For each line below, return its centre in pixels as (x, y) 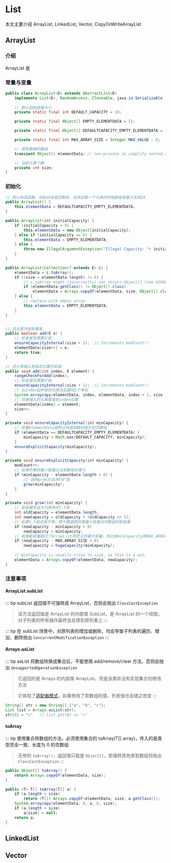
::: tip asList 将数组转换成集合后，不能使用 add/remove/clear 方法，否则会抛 (85, 661)
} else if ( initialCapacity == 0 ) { (53, 235)
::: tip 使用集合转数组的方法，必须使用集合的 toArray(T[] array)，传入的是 (81, 738)
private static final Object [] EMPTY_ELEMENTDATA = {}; (75, 122)
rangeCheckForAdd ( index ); (42, 376)
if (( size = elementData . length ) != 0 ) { (59, 277)
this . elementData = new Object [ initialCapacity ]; (77, 230)
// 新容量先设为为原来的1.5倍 (42, 508)
